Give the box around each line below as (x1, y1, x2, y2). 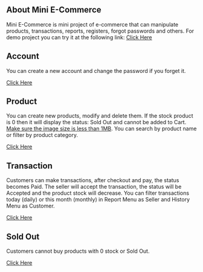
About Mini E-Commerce (6, 5, 101, 15)
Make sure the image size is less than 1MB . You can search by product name (6, 125, 197, 132)
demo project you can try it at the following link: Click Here (6, 33, 152, 41)
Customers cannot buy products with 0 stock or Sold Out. (6, 247, 150, 255)
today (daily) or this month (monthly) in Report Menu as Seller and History (6, 196, 190, 203)
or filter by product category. (6, 131, 79, 139)
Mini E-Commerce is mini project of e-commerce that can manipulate (6, 21, 179, 28)
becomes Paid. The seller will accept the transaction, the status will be (6, 183, 182, 191)
